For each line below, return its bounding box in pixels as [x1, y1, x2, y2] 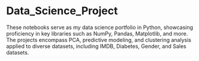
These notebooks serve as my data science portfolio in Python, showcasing [6, 24, 194, 31]
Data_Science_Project [6, 4, 118, 18]
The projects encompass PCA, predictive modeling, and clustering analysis [6, 36, 192, 43]
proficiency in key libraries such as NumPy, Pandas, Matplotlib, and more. [6, 30, 188, 37]
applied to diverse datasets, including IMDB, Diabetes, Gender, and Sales [6, 43, 187, 50]
